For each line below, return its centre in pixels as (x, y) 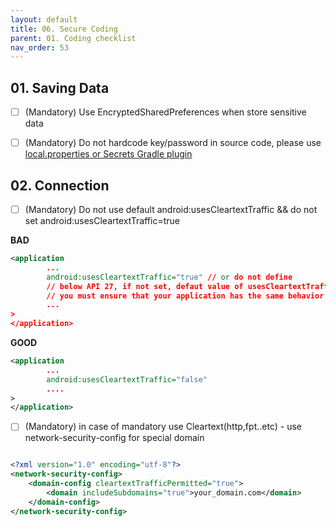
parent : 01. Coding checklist (73, 38)
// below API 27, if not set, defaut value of (145, 286)
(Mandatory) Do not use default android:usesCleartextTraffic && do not (171, 209)
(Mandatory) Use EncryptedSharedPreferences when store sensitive (165, 112)
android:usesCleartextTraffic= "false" (127, 379)
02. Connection (60, 185)
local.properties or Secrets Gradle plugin (108, 154)
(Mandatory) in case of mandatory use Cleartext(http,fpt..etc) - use (163, 427)
